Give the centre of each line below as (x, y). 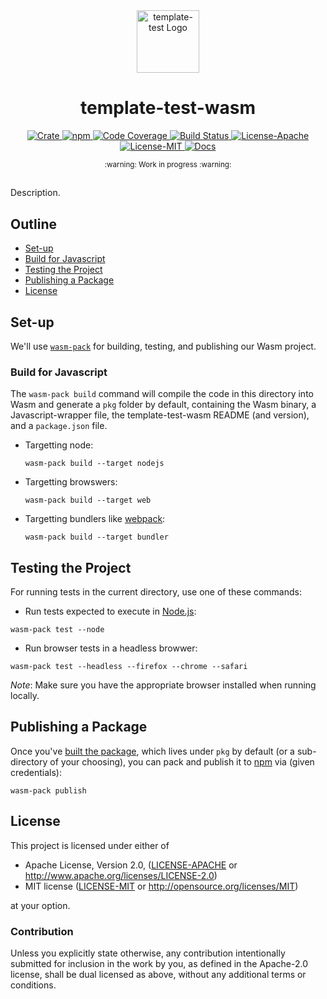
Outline (33, 224)
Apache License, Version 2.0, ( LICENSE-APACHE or (131, 865)
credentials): (36, 772)
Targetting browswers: (71, 482)
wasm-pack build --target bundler (96, 537)
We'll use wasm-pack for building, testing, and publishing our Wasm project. (163, 346)
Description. (35, 193)
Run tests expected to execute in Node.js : (110, 611)
